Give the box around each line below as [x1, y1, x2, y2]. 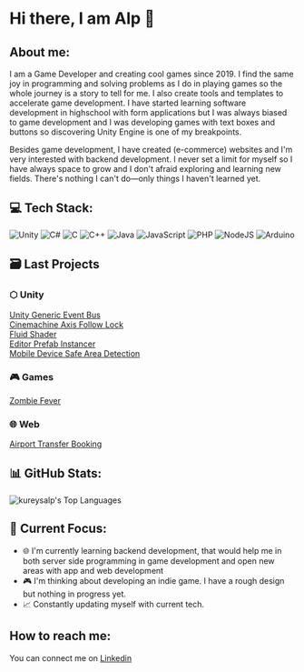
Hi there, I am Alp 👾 [9, 8, 156, 29]
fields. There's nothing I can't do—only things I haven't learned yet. [9, 173, 261, 184]
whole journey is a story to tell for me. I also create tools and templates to [9, 88, 284, 98]
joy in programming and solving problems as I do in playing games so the [9, 78, 283, 89]
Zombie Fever [9, 395, 62, 406]
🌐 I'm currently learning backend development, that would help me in [22, 545, 282, 556]
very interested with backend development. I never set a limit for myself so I [9, 154, 293, 165]
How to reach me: [9, 628, 112, 644]
